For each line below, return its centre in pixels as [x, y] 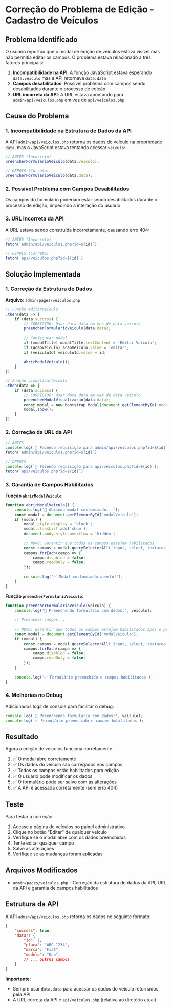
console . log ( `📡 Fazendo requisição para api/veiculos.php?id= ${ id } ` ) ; [82, 466]
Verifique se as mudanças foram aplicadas [58, 854]
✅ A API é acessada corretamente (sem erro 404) [65, 788]
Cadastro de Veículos [52, 20]
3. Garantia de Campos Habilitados [49, 484]
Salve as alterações [34, 849]
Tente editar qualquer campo [43, 843]
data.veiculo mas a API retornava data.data [59, 78]
